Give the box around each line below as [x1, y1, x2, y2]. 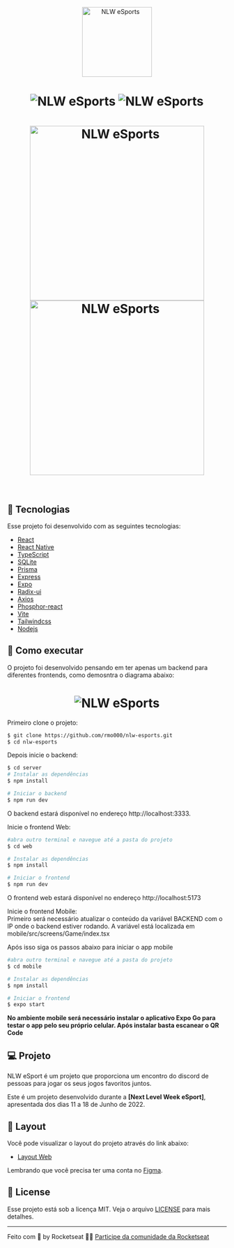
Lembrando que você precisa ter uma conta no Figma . [7, 1166, 163, 1174]
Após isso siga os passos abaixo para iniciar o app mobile [7, 943, 173, 952]
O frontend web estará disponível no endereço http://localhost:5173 [7, 894, 201, 902]
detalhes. [7, 1212, 34, 1221]
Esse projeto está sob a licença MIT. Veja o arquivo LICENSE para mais [7, 1205, 211, 1213]
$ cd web [7, 843, 33, 850]
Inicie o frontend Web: [7, 822, 71, 831]
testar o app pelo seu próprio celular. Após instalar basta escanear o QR [7, 1021, 219, 1030]
